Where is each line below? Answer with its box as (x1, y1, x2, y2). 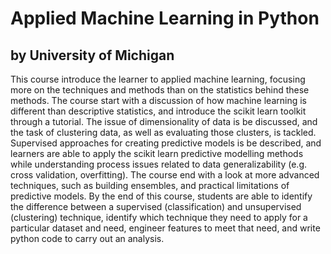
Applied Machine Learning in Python (10, 7, 320, 30)
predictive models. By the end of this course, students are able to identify (10, 190, 313, 202)
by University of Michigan (10, 47, 175, 64)
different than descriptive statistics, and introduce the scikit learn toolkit (10, 105, 307, 117)
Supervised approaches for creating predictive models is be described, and (10, 137, 322, 149)
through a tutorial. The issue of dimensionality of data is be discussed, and (10, 116, 318, 127)
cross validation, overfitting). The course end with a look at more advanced (10, 169, 320, 181)
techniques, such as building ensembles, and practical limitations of (10, 180, 290, 191)
